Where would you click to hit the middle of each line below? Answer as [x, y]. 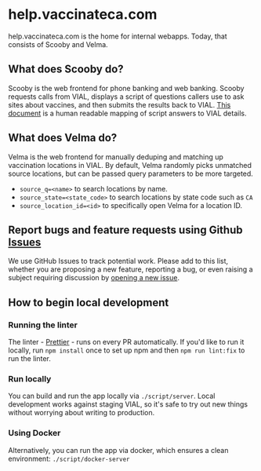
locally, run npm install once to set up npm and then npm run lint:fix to [127, 350]
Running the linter [43, 325]
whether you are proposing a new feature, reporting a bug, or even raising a [130, 269]
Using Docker [34, 433]
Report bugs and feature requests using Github [125, 230]
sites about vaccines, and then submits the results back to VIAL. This [120, 104]
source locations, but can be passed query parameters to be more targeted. [130, 173]
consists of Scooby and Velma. [58, 44]
